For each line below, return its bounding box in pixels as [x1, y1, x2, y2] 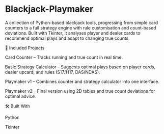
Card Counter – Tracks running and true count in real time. [5, 54, 123, 60]
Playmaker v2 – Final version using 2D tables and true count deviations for [5, 88, 156, 94]
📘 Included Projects [5, 45, 45, 51]
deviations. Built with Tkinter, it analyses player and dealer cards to [5, 30, 141, 36]
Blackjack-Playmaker [5, 3, 93, 15]
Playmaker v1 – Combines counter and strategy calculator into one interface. [5, 79, 160, 84]
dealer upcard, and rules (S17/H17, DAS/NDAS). [5, 69, 101, 75]
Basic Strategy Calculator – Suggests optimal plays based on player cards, [5, 64, 156, 70]
